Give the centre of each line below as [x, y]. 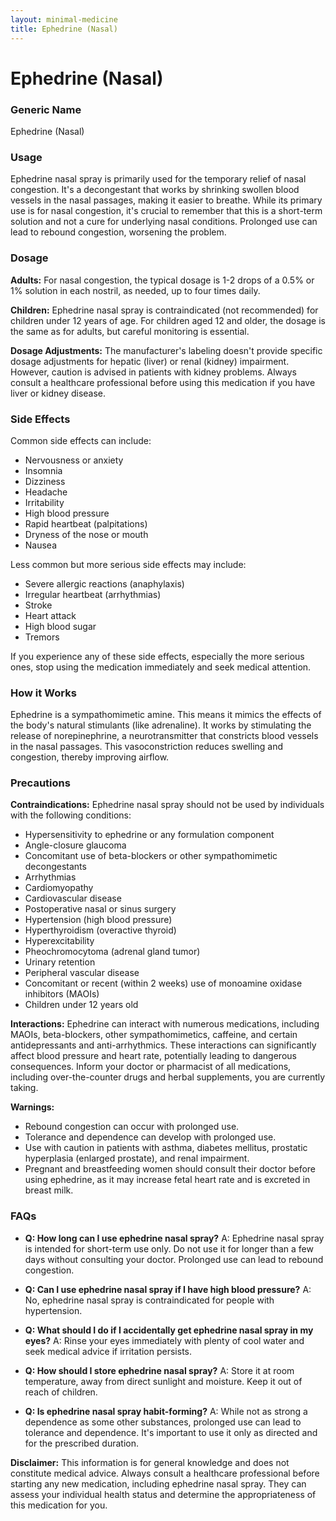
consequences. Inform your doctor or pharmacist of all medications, [151, 1067]
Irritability [44, 502]
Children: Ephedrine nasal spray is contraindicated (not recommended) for [164, 310]
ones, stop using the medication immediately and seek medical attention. [161, 667]
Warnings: [32, 1107]
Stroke [38, 605]
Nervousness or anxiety [74, 460]
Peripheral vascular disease [82, 973]
